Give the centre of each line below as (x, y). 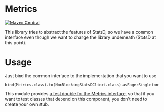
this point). (16, 42)
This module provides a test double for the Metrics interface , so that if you (80, 93)
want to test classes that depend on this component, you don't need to (76, 99)
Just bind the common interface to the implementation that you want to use (81, 76)
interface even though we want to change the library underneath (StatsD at (81, 37)
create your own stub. (27, 104)
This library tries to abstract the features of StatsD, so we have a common (79, 32)
